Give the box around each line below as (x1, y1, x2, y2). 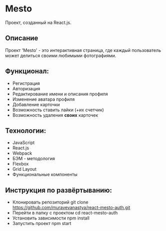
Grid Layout (12, 166, 36, 172)
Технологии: (5, 126, 46, 135)
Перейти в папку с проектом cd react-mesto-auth (12, 210, 118, 216)
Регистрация (12, 80, 40, 86)
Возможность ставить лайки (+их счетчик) (12, 107, 104, 113)
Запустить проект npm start (12, 221, 71, 227)
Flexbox (12, 161, 29, 167)
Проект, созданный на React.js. (5, 19, 71, 25)
